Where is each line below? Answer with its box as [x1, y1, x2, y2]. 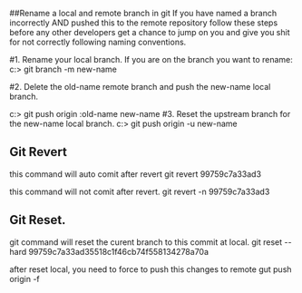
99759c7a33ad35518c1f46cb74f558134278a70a [28, 246, 209, 257]
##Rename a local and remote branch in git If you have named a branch [9, 8, 278, 18]
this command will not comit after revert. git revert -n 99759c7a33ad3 [9, 186, 270, 197]
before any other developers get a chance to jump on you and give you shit [9, 27, 290, 37]
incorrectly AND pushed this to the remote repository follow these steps [9, 17, 278, 28]
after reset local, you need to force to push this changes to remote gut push [9, 263, 292, 275]
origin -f [9, 273, 40, 284]
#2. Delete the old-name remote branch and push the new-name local [9, 82, 271, 92]
